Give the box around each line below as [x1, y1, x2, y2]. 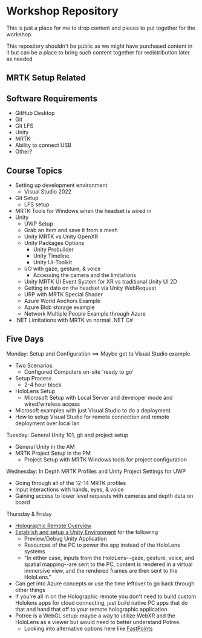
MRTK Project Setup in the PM [15, 449, 91, 457]
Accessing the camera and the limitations [33, 271, 137, 279]
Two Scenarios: [15, 362, 54, 369]
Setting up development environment [15, 181, 108, 189]
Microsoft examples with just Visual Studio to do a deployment [15, 406, 171, 414]
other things [15, 586, 45, 593]
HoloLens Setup [15, 387, 56, 394]
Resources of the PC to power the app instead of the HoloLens [24, 541, 180, 548]
